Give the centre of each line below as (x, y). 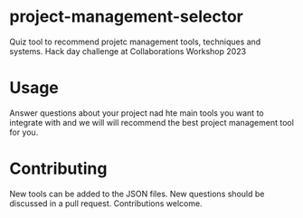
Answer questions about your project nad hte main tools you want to (137, 113)
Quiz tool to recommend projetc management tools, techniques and (135, 42)
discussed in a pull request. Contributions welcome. (106, 203)
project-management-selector (127, 17)
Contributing (58, 169)
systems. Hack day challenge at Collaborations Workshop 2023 (128, 51)
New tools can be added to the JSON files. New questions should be (137, 194)
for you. (24, 132)
